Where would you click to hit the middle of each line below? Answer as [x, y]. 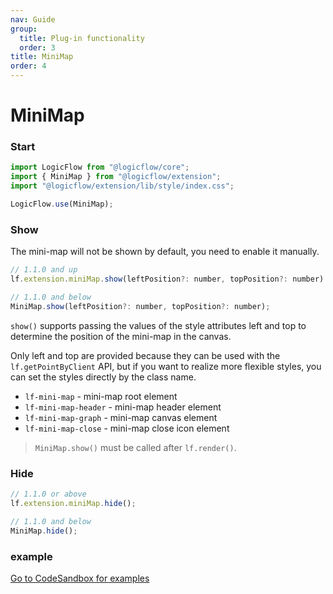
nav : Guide [33, 19]
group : [24, 29]
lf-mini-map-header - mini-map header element [123, 407]
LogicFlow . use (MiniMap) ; [62, 204]
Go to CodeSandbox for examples [80, 578]
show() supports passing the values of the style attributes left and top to [158, 325]
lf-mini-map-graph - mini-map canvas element [121, 417]
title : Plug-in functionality [82, 38]
